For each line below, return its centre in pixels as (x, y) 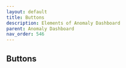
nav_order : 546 (25, 34)
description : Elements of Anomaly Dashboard (63, 23)
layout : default (27, 12)
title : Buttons (25, 17)
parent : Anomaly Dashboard (40, 29)
